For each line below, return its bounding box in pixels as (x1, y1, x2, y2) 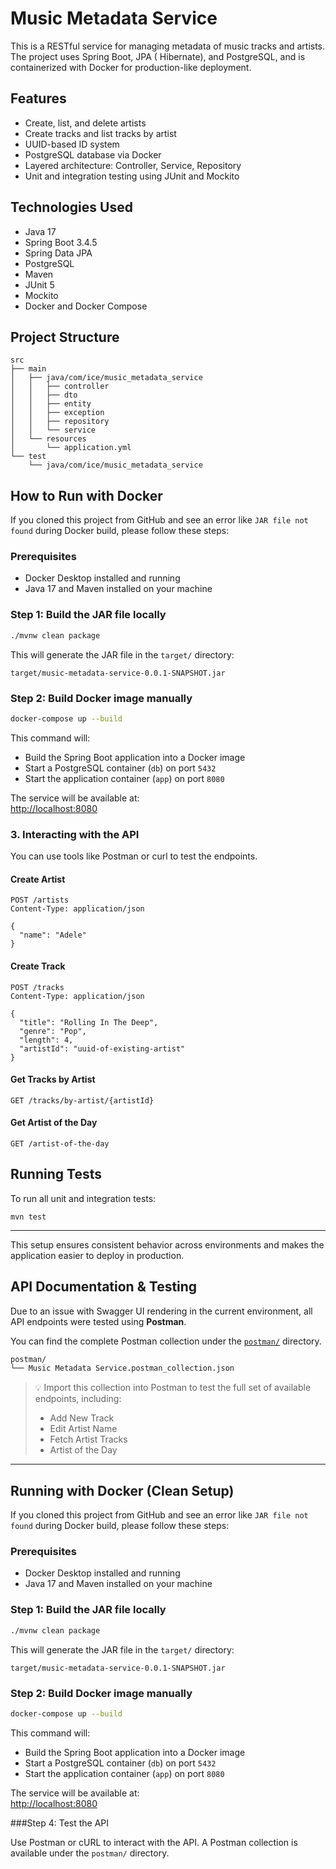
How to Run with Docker (10, 487, 163, 504)
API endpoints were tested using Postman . (10, 1315, 187, 1327)
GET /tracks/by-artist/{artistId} (10, 1095, 155, 1106)
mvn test (10, 1212, 47, 1222)
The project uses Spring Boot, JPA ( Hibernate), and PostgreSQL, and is (10, 50, 306, 62)
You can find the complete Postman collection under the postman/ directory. (10, 1335, 322, 1347)
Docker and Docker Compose (24, 300, 148, 312)
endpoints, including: (34, 1393, 122, 1405)
